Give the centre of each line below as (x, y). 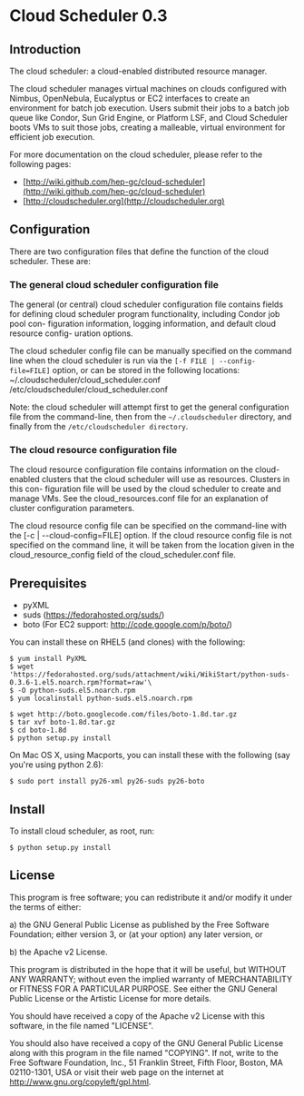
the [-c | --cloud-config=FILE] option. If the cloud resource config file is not (151, 536)
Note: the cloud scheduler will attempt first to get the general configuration (149, 407)
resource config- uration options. (71, 333)
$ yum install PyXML (49, 659)
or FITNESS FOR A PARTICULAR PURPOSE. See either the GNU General (143, 988)
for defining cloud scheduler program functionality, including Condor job (145, 314)
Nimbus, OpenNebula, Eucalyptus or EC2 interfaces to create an (130, 98)
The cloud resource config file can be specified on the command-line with (148, 526)
